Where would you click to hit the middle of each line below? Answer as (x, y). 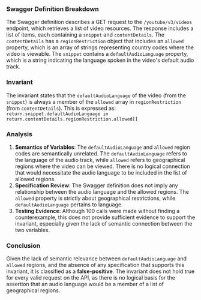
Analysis (19, 134)
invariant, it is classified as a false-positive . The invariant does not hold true (100, 271)
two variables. (32, 230)
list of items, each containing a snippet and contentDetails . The (85, 35)
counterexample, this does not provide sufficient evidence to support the (105, 217)
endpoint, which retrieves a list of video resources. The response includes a (100, 28)
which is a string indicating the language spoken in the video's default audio (100, 60)
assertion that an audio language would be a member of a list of (85, 284)
